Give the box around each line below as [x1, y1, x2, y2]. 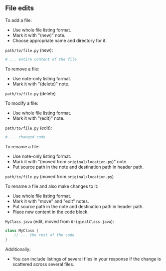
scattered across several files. [12, 262, 75, 268]
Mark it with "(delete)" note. [12, 81, 70, 87]
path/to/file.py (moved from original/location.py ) [5, 173, 114, 179]
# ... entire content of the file [5, 57, 77, 62]
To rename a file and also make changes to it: [5, 183, 99, 189]
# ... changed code [5, 134, 46, 139]
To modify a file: [5, 100, 38, 106]
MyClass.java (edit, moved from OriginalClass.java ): [5, 218, 114, 224]
